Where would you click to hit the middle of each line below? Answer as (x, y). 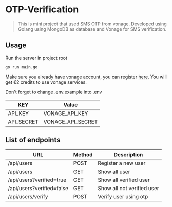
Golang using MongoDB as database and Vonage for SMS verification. (92, 29)
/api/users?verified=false (38, 188)
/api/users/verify (28, 196)
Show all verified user (123, 180)
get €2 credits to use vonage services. (46, 82)
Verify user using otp (123, 196)
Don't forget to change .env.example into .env (54, 92)
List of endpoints (33, 140)
